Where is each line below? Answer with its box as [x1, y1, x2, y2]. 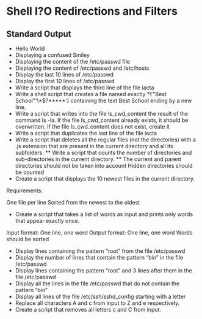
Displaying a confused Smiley [15, 51, 90, 59]
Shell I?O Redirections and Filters [6, 4, 178, 18]
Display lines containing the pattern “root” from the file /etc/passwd [15, 247, 186, 255]
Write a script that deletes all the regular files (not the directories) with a [15, 136, 197, 143]
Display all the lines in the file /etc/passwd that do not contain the [15, 280, 180, 287]
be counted [15, 168, 45, 176]
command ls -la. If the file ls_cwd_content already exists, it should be [15, 116, 189, 124]
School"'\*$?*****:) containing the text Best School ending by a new [15, 97, 192, 104]
